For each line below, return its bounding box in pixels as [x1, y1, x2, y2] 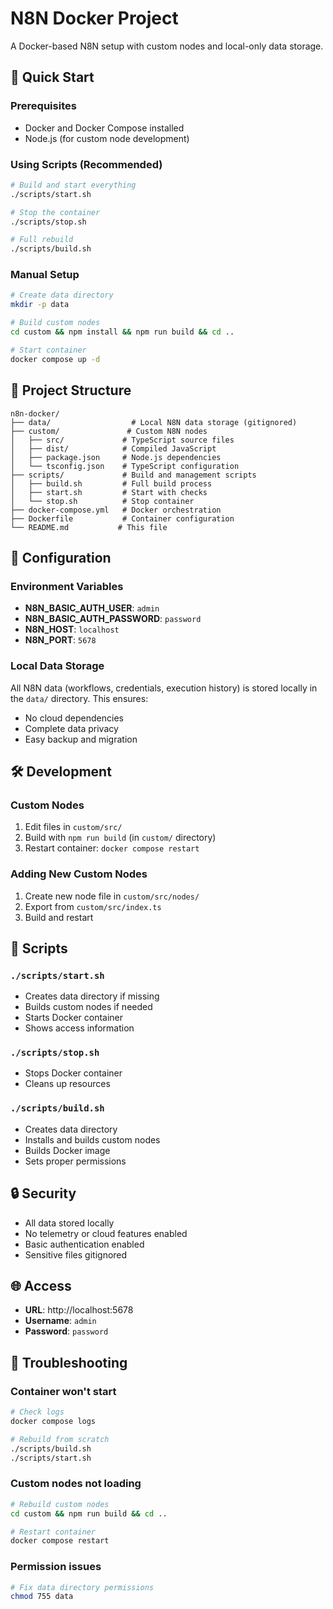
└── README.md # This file [10, 522, 168, 532]
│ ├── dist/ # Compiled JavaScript [10, 443, 217, 454]
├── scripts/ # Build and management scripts [10, 470, 257, 480]
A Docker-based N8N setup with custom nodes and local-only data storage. [10, 40, 324, 52]
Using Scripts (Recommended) [10, 157, 163, 171]
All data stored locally [24, 1217, 115, 1229]
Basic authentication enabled [24, 1238, 145, 1250]
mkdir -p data [10, 300, 70, 310]
